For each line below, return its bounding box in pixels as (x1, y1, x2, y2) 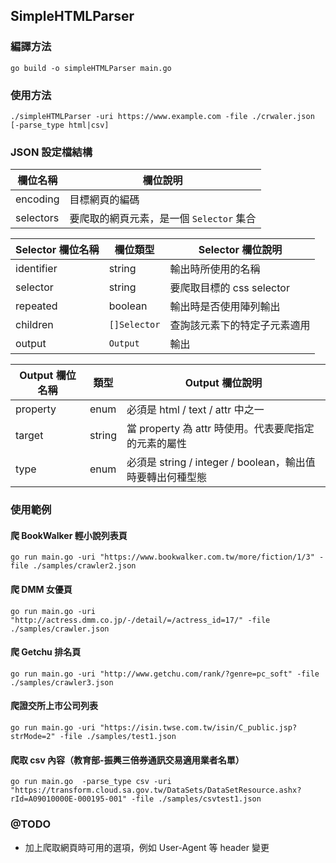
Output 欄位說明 (184, 376, 263, 390)
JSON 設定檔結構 (10, 145, 93, 159)
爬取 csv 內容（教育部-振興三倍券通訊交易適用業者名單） (10, 754, 245, 766)
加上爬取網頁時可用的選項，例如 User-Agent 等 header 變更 (24, 841, 270, 853)
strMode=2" (10, 732, 56, 742)
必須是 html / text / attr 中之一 (126, 403, 265, 417)
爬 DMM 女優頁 (10, 584, 73, 595)
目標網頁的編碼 (69, 193, 140, 207)
